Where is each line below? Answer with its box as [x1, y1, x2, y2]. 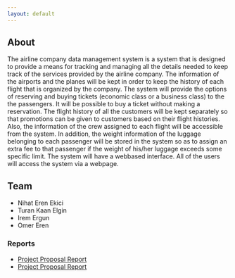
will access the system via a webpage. [7, 160, 119, 168]
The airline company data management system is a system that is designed [7, 55, 226, 63]
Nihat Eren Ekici [17, 198, 64, 208]
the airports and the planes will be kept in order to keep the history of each [7, 77, 224, 86]
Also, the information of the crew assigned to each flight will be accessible [7, 122, 224, 131]
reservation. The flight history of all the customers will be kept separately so [7, 107, 228, 116]
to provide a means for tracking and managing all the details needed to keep [7, 63, 229, 71]
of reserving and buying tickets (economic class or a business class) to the [7, 92, 225, 101]
